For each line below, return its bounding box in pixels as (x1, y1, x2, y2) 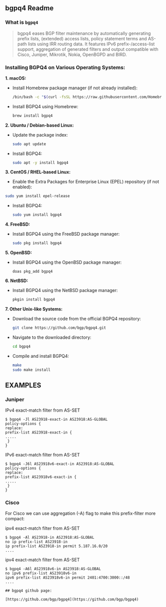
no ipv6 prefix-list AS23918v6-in (5, 571, 77, 576)
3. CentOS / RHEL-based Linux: (5, 169, 71, 175)
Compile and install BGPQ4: (12, 353, 70, 359)
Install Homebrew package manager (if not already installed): (12, 85, 138, 91)
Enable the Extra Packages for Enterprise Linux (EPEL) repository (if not (12, 179, 159, 185)
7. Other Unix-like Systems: (5, 306, 63, 312)
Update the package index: (12, 132, 68, 138)
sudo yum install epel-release (5, 194, 70, 199)
